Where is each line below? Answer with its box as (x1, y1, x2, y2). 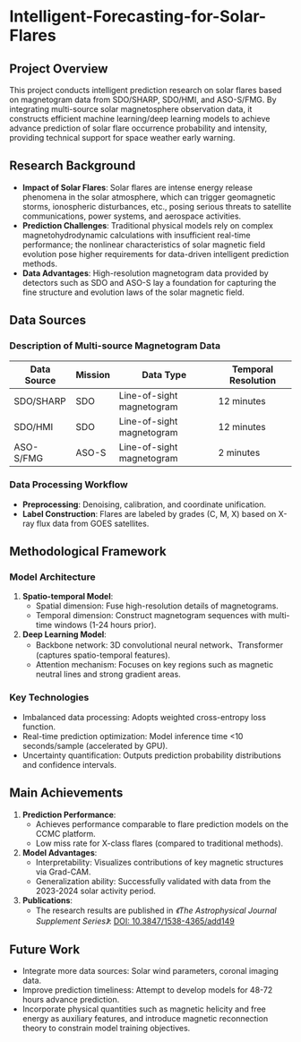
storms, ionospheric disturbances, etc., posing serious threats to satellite (21, 201, 292, 211)
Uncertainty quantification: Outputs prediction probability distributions (21, 750, 282, 761)
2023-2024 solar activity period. (35, 885, 157, 896)
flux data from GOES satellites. (36, 518, 150, 529)
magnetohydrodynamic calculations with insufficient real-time (21, 229, 251, 240)
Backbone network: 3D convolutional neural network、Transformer (35, 640, 284, 650)
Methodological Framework (9, 544, 168, 559)
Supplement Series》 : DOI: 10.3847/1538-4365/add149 (35, 916, 235, 926)
